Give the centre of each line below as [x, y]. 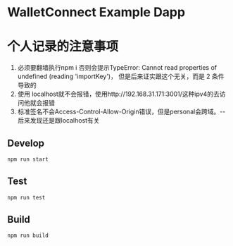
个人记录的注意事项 [63, 47]
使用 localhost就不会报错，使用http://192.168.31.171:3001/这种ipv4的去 [118, 94]
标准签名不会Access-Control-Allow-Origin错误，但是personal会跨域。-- [121, 112]
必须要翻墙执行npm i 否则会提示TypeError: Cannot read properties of [117, 68]
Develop [26, 143]
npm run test [26, 197]
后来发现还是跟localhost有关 [58, 121]
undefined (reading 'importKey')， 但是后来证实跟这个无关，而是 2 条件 [121, 76]
